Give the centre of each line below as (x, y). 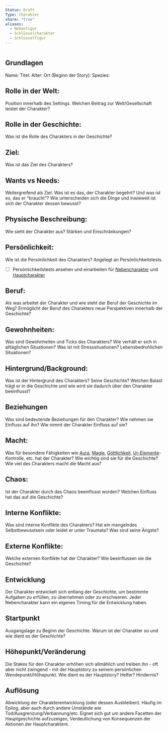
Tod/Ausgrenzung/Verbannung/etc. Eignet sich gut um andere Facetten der (83, 713)
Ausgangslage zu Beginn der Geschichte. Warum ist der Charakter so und (82, 630)
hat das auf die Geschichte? (34, 497)
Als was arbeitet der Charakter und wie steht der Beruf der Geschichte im (81, 303)
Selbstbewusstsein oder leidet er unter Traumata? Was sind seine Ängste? (82, 530)
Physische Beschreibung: (46, 219)
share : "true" (20, 19)
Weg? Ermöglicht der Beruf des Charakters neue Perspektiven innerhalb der (84, 308)
